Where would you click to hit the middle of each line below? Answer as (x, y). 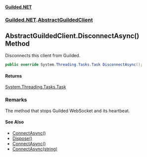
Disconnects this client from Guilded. (43, 56)
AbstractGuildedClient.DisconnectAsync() (72, 36)
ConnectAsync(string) (35, 149)
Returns (14, 76)
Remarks (16, 100)
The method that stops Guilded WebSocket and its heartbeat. (68, 111)
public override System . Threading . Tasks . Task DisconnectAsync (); (74, 65)
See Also (14, 122)
